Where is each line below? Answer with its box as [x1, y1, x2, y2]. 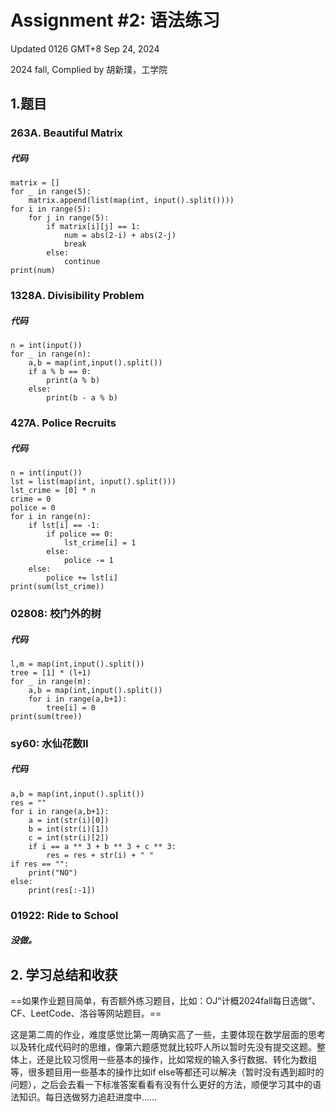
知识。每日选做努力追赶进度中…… [18, 1091, 158, 1103]
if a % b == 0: [28, 367, 92, 377]
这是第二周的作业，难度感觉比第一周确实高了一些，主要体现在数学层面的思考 [10, 1029, 326, 1041]
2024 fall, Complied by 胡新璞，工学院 [10, 63, 168, 75]
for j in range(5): [28, 213, 110, 223]
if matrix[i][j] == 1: [46, 222, 141, 232]
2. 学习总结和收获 [10, 966, 118, 983]
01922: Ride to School [10, 908, 119, 922]
